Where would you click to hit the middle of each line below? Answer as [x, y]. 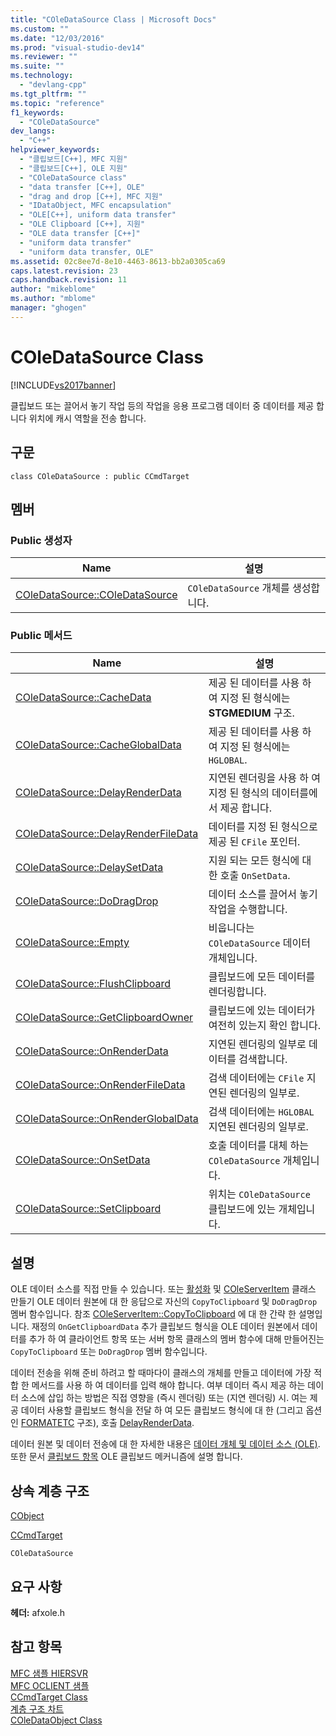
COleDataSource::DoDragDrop [87, 901]
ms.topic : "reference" [57, 103]
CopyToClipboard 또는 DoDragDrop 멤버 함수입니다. [109, 1352]
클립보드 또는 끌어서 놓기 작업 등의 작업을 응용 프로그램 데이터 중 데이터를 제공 [162, 405]
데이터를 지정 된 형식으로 [263, 827]
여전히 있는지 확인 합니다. [264, 1026]
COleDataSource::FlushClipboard [93, 984]
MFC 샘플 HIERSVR [49, 1673]
